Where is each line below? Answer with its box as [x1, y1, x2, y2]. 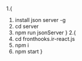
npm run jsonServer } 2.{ [14, 29, 77, 36]
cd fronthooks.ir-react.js [14, 36, 75, 42]
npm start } [14, 48, 43, 55]
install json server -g [14, 17, 66, 23]
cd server [14, 23, 39, 30]
